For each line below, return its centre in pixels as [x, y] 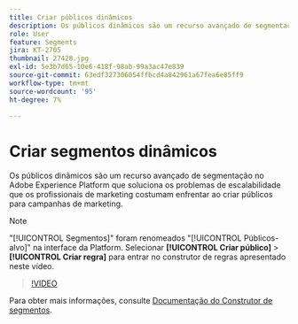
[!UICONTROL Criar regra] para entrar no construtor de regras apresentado [148, 257]
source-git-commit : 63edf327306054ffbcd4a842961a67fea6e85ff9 [126, 75]
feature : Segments [43, 42]
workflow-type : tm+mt [49, 83]
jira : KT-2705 [35, 50]
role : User [29, 34]
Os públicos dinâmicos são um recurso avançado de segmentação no [137, 176]
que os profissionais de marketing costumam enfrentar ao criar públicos [141, 195]
